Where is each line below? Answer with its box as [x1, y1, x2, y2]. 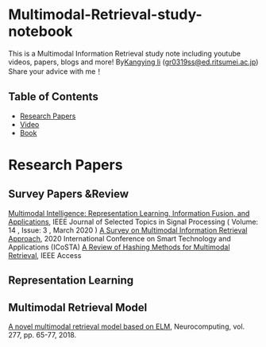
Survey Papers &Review [8, 187, 129, 201]
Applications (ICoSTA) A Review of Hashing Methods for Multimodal [8, 242, 230, 252]
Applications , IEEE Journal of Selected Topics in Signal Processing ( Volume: [8, 217, 259, 226]
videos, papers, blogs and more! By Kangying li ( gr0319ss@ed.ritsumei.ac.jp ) [8, 57, 259, 67]
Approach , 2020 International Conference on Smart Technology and [8, 233, 232, 243]
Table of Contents [8, 90, 99, 104]
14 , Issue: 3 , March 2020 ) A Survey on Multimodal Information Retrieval [8, 225, 248, 235]
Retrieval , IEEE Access [8, 250, 82, 260]
